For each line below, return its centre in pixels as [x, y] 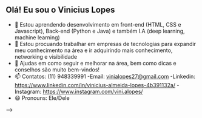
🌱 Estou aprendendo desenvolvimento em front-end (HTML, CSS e [98, 24]
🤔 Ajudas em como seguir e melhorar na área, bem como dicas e [95, 63]
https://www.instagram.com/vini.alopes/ [93, 91]
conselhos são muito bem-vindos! [57, 70]
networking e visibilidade [46, 56]
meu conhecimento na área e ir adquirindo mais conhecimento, [93, 50]
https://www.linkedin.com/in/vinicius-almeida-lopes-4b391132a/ [95, 85]
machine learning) [37, 37]
